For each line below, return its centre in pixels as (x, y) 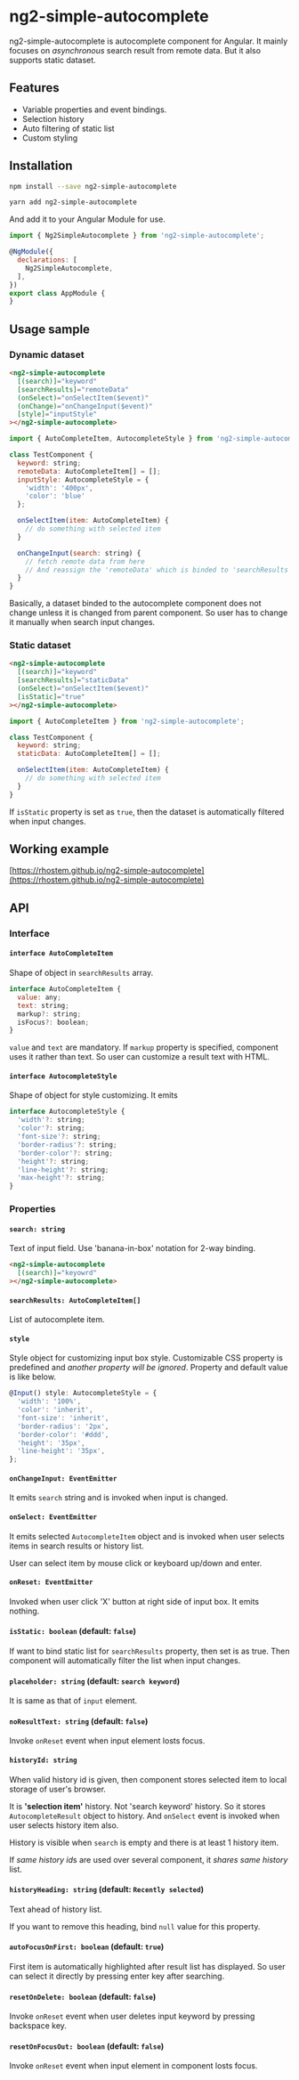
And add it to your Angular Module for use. (88, 219)
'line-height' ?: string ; (63, 1170)
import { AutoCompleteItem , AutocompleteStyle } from (111, 439)
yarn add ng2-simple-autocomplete (73, 202)
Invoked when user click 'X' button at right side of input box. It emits (134, 1601)
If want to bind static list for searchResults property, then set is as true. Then (149, 1651)
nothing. (24, 1611)
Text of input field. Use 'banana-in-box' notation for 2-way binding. (133, 1248)
